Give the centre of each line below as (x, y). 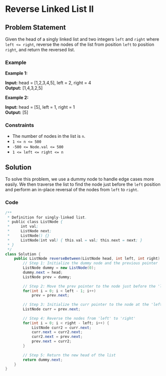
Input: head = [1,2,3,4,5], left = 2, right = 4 (48, 83)
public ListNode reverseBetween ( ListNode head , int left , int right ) (87, 259)
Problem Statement (36, 27)
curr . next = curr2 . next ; (57, 332)
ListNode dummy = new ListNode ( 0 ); (60, 268)
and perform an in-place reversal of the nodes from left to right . (72, 190)
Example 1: (17, 73)
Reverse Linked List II (49, 9)
